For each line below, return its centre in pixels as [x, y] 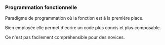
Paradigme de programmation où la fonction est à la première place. [74, 18]
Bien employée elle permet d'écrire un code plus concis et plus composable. [83, 28]
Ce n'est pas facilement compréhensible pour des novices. [65, 37]
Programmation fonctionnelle [41, 7]
